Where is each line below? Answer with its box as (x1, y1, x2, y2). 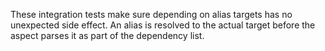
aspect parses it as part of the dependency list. (10, 30, 205, 41)
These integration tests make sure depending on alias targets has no (10, 9, 293, 20)
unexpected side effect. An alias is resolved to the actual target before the (10, 19, 316, 31)
